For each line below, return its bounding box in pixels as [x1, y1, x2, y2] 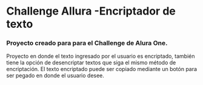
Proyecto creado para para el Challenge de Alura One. [6, 39, 168, 47]
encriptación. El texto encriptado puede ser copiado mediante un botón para [6, 66, 198, 73]
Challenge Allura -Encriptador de [6, 4, 176, 18]
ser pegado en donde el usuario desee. [6, 72, 105, 80]
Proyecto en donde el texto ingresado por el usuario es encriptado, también [6, 53, 195, 60]
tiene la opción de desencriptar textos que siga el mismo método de [6, 59, 176, 66]
